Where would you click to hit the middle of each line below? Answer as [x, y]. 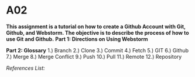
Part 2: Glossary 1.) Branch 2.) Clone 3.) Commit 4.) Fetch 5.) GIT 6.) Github [97, 50]
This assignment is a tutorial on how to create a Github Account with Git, [96, 26]
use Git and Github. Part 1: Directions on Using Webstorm [77, 39]
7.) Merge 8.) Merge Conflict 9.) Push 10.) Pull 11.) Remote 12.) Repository [94, 56]
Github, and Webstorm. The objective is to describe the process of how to [97, 32]
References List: [25, 68]
